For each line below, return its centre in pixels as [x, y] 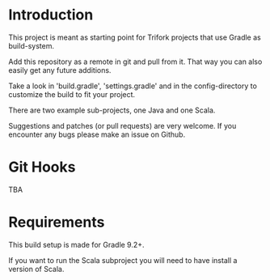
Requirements [57, 222]
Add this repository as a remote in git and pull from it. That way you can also [135, 62]
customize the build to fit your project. [72, 94]
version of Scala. [36, 269]
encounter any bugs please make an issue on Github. [97, 134]
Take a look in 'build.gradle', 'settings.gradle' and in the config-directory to [133, 86]
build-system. [32, 45]
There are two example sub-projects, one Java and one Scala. [112, 110]
